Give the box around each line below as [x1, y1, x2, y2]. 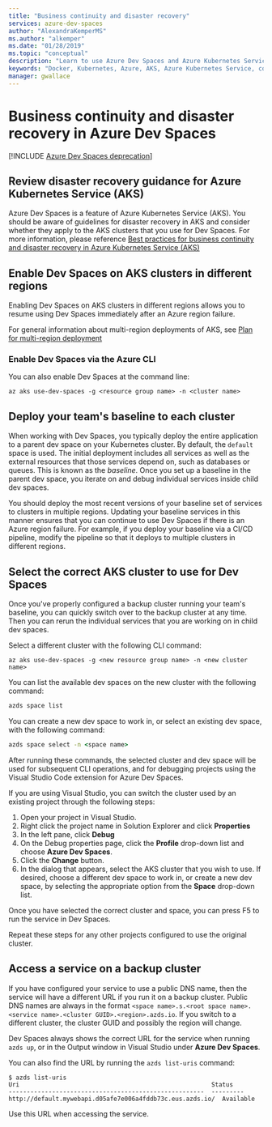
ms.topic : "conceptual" [8, 49, 89, 57]
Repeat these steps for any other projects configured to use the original [8, 929, 247, 939]
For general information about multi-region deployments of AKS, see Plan [8, 325, 253, 334]
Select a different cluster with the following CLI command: [8, 640, 202, 650]
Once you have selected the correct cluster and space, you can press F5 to [8, 905, 260, 915]
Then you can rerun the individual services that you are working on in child [8, 616, 257, 626]
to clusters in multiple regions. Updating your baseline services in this [8, 507, 240, 517]
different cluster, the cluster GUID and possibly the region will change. [8, 1018, 243, 1027]
